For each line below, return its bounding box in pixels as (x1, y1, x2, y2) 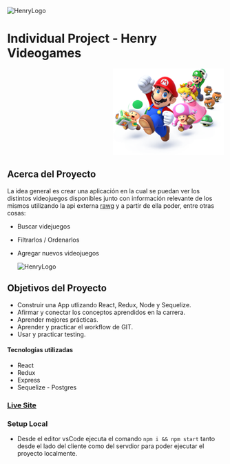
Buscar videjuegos (17, 222, 71, 231)
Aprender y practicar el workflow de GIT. (17, 322, 133, 331)
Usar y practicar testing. (17, 330, 86, 338)
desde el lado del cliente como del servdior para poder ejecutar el (17, 442, 205, 450)
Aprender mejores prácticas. (17, 315, 98, 324)
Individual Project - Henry (7, 31, 157, 46)
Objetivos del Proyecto (7, 282, 107, 294)
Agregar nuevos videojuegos (17, 249, 100, 257)
